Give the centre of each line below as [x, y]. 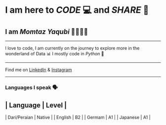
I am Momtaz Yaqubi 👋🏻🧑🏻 [47, 31]
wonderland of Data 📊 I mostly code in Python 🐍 [55, 54]
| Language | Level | [36, 105]
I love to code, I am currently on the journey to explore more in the [72, 48]
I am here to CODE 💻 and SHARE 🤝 [77, 10]
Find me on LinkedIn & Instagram [39, 70]
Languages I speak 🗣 [32, 87]
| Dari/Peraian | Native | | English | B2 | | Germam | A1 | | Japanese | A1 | [78, 117]
